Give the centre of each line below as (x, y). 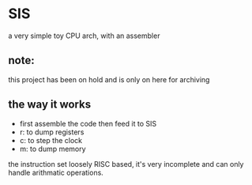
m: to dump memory (53, 149)
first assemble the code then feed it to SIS (88, 123)
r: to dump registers (52, 132)
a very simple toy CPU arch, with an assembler (84, 36)
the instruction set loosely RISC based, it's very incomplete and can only (126, 164)
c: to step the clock (51, 140)
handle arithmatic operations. (56, 172)
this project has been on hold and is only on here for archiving (109, 79)
